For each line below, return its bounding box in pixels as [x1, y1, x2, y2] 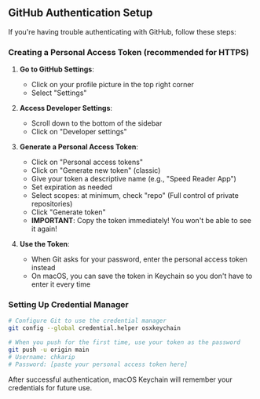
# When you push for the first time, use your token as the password [8, 339, 241, 346]
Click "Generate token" [31, 207, 106, 217]
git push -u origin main [8, 346, 90, 354]
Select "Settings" [31, 88, 87, 97]
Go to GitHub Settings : [19, 64, 94, 74]
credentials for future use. [8, 383, 93, 392]
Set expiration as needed [31, 182, 112, 192]
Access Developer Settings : [19, 104, 112, 113]
